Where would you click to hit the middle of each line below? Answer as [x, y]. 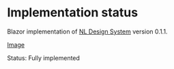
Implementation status [73, 13]
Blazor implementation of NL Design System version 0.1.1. [87, 31]
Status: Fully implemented [44, 58]
